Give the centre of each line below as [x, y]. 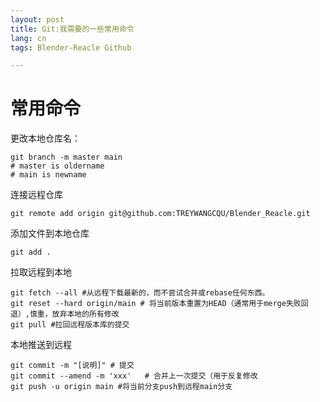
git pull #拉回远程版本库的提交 [70, 325]
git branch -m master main [66, 157]
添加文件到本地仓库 [50, 233]
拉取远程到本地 [41, 272]
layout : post [37, 19]
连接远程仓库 [36, 195]
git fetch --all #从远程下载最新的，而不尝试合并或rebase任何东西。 [140, 293]
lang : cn [28, 38]
